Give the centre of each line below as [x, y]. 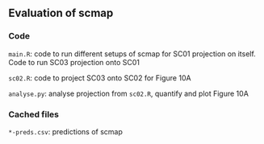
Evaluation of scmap [61, 13]
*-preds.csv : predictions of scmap [66, 131]
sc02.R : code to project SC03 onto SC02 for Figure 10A [100, 78]
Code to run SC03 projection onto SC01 [74, 62]
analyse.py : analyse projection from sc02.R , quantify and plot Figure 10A [128, 93]
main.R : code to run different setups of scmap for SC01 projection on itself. [132, 53]
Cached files [34, 114]
